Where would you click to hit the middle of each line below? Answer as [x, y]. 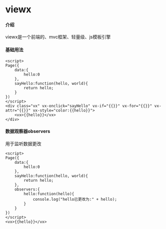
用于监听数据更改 [23, 144]
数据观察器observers [28, 131]
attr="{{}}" [18, 110]
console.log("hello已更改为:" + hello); [75, 199]
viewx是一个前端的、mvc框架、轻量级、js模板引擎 [58, 37]
